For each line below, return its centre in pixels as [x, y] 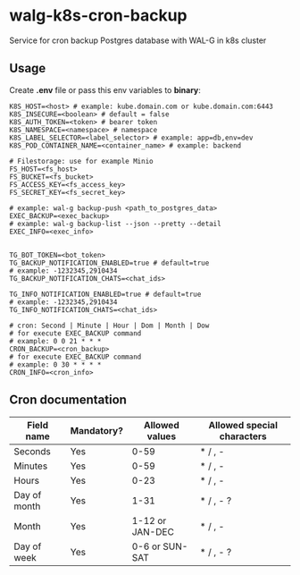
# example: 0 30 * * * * [55, 364]
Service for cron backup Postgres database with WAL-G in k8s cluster [138, 40]
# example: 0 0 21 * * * [55, 341]
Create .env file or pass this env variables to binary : [105, 89]
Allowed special [243, 425]
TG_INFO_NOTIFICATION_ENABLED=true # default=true [105, 294]
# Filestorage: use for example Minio [81, 161]
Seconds [33, 451]
